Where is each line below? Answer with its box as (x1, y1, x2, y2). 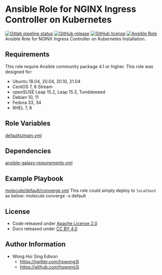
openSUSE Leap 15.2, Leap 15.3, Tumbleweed (12, 89, 106, 95)
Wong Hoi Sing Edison (12, 253, 58, 259)
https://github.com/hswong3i (19, 264, 79, 270)
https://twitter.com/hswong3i (19, 259, 79, 265)
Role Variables (5, 119, 51, 128)
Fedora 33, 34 (12, 99, 42, 105)
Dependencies (5, 147, 51, 155)
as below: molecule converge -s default (5, 193, 86, 199)
